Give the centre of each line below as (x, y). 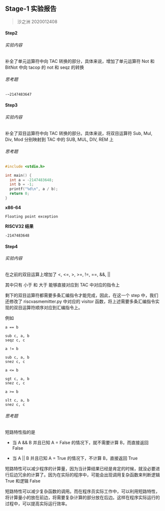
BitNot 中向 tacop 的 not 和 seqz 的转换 (45, 67)
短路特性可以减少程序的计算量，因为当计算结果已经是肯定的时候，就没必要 (80, 468)
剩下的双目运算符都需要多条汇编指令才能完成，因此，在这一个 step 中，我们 (82, 295)
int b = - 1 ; (22, 185)
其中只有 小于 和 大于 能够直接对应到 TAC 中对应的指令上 (62, 285)
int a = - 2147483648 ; (32, 180)
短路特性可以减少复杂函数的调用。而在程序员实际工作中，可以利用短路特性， (82, 491)
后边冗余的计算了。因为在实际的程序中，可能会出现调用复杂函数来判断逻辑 (84, 475)
